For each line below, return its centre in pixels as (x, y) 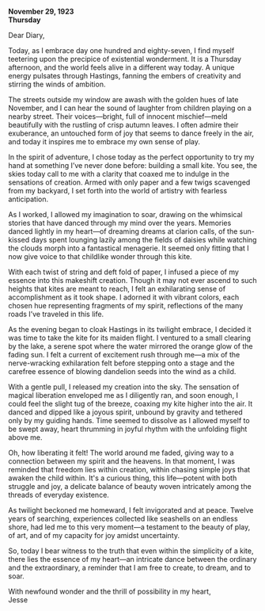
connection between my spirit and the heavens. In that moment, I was (122, 461)
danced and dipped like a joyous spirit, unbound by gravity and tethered (125, 412)
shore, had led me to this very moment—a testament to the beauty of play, (129, 527)
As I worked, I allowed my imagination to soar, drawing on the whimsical (125, 214)
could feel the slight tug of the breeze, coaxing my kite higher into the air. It (131, 404)
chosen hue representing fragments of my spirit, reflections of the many (126, 305)
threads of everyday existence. (59, 495)
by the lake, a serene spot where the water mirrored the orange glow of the (131, 346)
